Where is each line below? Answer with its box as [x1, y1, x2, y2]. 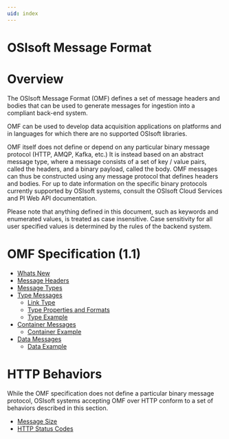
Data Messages [17, 335, 62, 343]
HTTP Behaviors [7, 366, 102, 382]
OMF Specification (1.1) [7, 246, 141, 262]
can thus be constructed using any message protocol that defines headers [7, 172, 219, 180]
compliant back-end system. [7, 108, 88, 117]
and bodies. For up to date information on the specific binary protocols [7, 179, 208, 187]
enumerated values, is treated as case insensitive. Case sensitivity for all [7, 214, 213, 223]
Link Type [27, 298, 56, 307]
